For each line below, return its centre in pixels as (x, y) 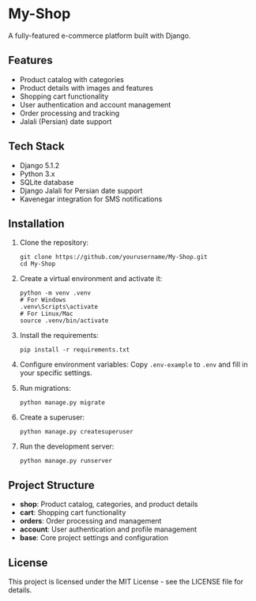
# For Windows (43, 300)
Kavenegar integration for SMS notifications (91, 199)
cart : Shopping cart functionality (73, 513)
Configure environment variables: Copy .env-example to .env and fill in (134, 365)
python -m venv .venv (55, 293)
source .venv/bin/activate (64, 321)
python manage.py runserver (66, 461)
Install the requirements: (59, 336)
